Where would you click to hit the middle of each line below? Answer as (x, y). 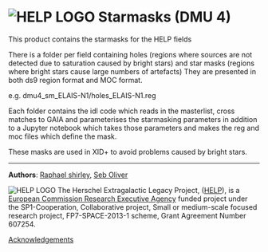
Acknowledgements (41, 239)
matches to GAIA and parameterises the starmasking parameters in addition (133, 119)
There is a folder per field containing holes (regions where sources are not (130, 54)
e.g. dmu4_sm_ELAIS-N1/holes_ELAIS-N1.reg (82, 95)
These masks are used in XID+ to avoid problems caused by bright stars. (128, 152)
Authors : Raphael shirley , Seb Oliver (68, 175)
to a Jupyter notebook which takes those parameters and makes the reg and (134, 128)
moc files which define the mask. (63, 136)
